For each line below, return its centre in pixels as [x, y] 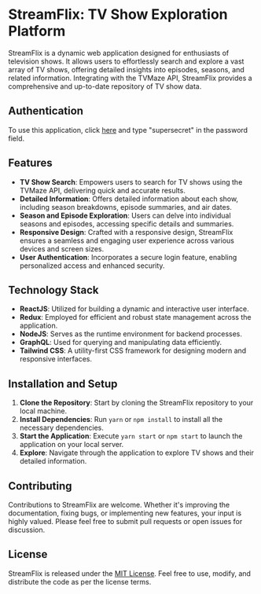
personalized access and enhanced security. [92, 266]
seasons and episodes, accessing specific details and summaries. [127, 224]
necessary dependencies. [62, 428]
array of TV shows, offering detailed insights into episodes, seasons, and [127, 69]
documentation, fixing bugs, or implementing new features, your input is [125, 513]
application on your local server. [72, 445]
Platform [37, 31]
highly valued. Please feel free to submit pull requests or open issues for [125, 521]
